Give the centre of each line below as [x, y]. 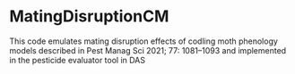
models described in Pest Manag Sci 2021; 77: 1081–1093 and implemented [148, 50]
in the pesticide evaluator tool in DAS [78, 60]
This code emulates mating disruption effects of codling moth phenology [143, 41]
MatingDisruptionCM [89, 16]
